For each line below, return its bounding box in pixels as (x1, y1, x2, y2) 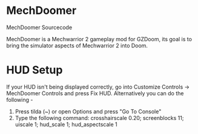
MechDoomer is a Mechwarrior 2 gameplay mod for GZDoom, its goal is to (6, 35, 193, 42)
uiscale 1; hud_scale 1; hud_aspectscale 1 (15, 121, 117, 128)
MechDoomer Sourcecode (6, 24, 73, 31)
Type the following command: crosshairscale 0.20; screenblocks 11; (15, 114, 184, 121)
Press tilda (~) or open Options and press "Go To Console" (15, 107, 162, 115)
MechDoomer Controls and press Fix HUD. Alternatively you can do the (6, 89, 184, 97)
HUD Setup (6, 63, 63, 77)
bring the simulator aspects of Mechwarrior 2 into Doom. (6, 42, 148, 49)
